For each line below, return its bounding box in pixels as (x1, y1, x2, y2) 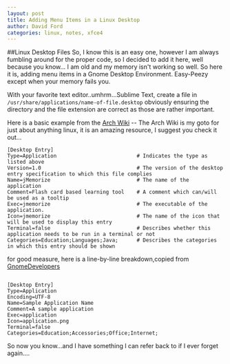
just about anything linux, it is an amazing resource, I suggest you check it (7, 126, 218, 134)
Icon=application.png (7, 318, 70, 325)
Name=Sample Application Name (7, 300, 94, 307)
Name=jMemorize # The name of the (7, 177, 189, 184)
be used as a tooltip (7, 195, 70, 202)
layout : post (7, 10, 45, 17)
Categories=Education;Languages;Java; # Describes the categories (7, 237, 217, 244)
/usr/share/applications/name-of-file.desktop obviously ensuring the (7, 98, 209, 107)
